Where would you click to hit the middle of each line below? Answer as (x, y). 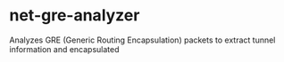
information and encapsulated (64, 49)
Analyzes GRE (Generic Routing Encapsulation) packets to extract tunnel (142, 40)
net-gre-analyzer (75, 15)
